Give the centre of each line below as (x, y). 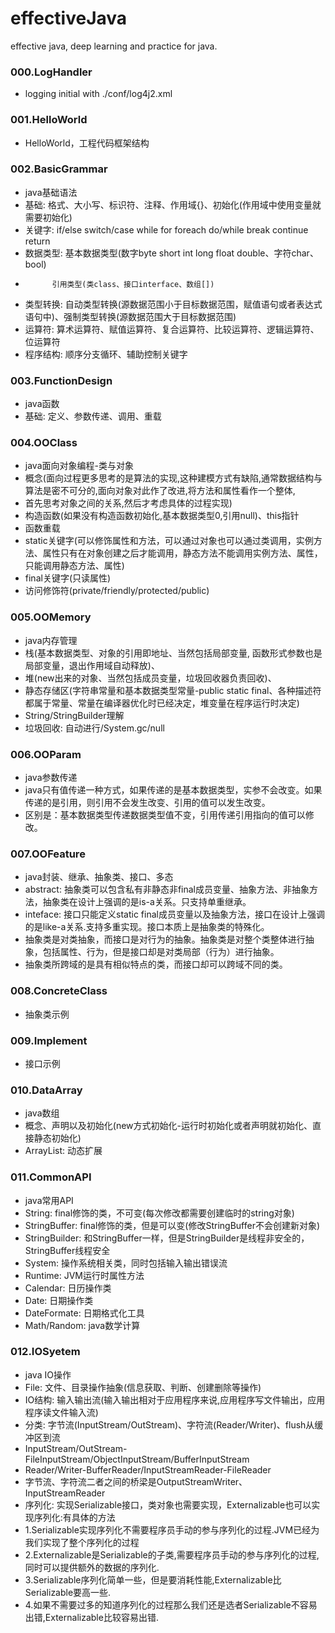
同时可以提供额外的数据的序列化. (92, 1567)
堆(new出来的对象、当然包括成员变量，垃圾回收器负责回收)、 (150, 678)
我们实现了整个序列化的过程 (82, 1542)
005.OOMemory (51, 617)
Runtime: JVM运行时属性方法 (84, 1275)
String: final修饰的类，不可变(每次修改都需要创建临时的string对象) (159, 1213)
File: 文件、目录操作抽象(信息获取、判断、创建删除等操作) (143, 1387)
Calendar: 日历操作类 (68, 1288)
